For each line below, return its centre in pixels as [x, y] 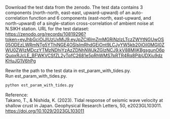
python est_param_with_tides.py [39, 85]
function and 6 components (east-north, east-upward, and [90, 18]
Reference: [17, 95]
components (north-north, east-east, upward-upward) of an [68, 13]
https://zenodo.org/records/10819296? [46, 34]
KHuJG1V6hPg [21, 61]
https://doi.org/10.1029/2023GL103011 [45, 111]
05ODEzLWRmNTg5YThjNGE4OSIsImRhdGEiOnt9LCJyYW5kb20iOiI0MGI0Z [85, 45]
